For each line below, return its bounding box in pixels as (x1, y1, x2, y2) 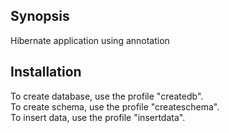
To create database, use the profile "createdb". (10, 90, 204, 102)
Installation (10, 64, 82, 81)
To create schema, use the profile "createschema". (10, 100, 220, 113)
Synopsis (10, 8, 70, 25)
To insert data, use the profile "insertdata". (10, 111, 186, 123)
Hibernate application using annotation (10, 34, 170, 46)
